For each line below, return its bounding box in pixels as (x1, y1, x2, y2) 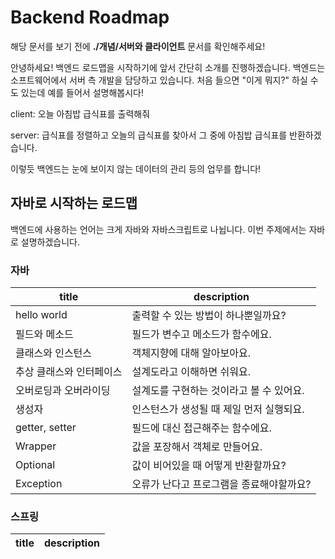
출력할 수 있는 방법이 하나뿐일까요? (131, 309, 287, 323)
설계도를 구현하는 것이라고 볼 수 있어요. (131, 384, 305, 398)
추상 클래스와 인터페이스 (15, 365, 123, 379)
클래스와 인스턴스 (15, 346, 93, 360)
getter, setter (15, 421, 77, 435)
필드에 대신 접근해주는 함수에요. (131, 421, 272, 435)
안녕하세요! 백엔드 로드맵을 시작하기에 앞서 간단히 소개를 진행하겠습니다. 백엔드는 (10, 61, 326, 73)
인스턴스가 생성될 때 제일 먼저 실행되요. (131, 402, 305, 416)
